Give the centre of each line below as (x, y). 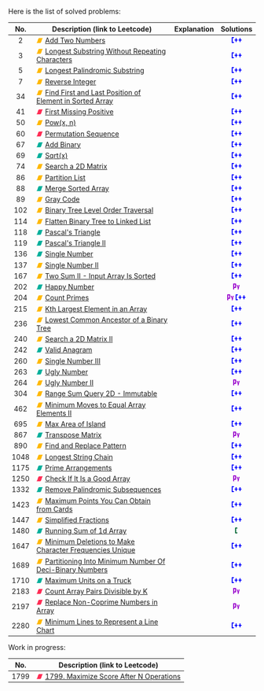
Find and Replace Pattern (86, 446)
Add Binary (63, 144)
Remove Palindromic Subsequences (103, 490)
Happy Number (70, 287)
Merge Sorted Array (77, 188)
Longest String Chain (79, 456)
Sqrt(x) (57, 155)
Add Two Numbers (75, 40)
